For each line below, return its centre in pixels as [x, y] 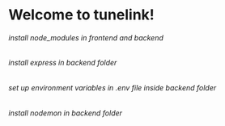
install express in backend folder [63, 63]
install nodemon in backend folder [66, 113]
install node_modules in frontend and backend [86, 37]
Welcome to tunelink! [82, 15]
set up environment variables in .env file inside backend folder [112, 88]
